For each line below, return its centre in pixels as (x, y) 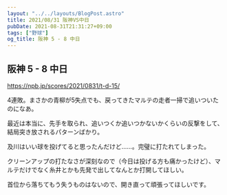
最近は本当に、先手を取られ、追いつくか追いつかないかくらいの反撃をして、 (115, 123)
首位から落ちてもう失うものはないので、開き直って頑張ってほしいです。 (109, 184)
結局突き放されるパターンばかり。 (55, 132)
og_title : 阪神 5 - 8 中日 (44, 39)
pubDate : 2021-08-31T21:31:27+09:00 (60, 26)
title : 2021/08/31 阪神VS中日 (48, 20)
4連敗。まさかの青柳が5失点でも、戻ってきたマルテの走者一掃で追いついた (113, 100)
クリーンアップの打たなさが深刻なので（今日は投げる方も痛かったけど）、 (111, 161)
